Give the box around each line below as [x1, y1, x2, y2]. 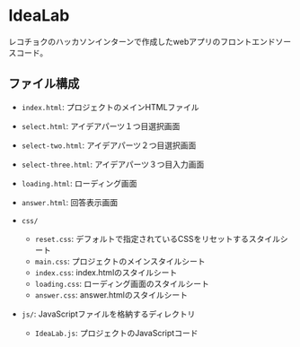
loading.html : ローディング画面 [21, 178, 137, 188]
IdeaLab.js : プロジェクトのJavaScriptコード [34, 327, 199, 338]
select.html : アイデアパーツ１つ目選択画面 [21, 120, 181, 131]
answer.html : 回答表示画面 [21, 196, 119, 207]
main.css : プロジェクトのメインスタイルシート [34, 256, 206, 266]
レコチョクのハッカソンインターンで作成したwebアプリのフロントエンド [8, 36, 276, 47]
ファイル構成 [8, 76, 80, 91]
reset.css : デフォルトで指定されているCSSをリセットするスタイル [34, 233, 280, 244]
